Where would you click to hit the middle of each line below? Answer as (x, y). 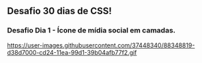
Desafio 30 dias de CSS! (60, 11)
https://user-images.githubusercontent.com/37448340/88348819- (101, 45)
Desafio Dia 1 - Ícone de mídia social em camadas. (91, 30)
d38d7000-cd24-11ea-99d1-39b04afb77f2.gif (72, 52)
